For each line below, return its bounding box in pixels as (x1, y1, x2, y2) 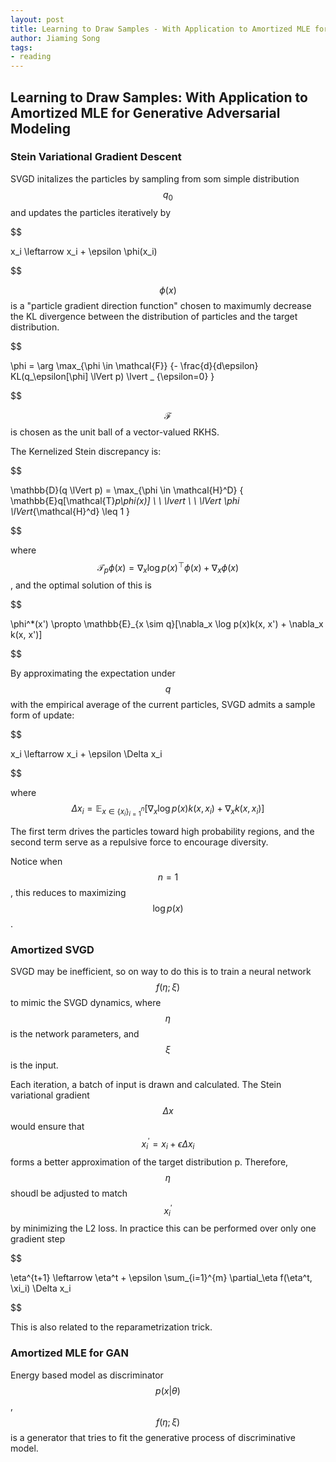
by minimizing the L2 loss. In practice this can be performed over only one (10, 1222, 317, 1235)
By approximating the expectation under (10, 667, 176, 680)
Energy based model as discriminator (10, 1369, 164, 1381)
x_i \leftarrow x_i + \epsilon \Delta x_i (10, 748, 163, 760)
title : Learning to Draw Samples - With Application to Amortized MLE (10, 24, 311, 34)
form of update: (10, 709, 75, 721)
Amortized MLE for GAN (10, 1346, 130, 1360)
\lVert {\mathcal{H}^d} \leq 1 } (10, 505, 131, 517)
